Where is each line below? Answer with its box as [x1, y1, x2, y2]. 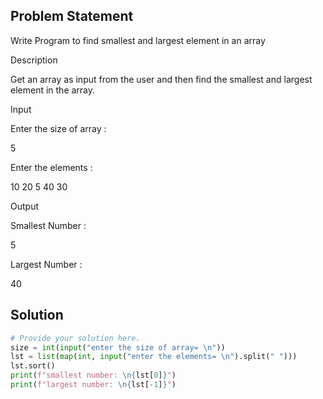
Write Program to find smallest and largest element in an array [10, 34, 266, 46]
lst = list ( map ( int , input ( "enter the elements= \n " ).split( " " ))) [10, 352, 298, 362]
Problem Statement [10, 8, 134, 25]
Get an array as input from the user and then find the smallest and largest [10, 73, 313, 85]
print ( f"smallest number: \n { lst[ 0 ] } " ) [10, 370, 177, 381]
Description [10, 54, 58, 66]
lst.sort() [10, 361, 56, 371]
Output [10, 200, 39, 212]
